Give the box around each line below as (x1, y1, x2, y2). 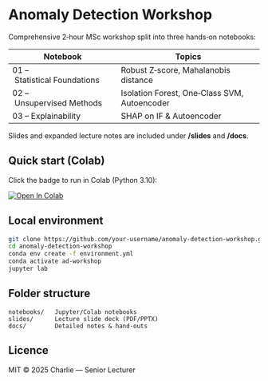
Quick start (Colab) (8, 154, 105, 168)
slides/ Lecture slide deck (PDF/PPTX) (8, 315, 159, 323)
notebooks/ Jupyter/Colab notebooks (8, 308, 137, 316)
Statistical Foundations (14, 74, 100, 85)
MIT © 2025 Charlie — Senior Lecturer (8, 365, 136, 375)
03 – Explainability (12, 110, 81, 121)
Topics (175, 50, 202, 62)
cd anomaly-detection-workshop (8, 242, 112, 251)
